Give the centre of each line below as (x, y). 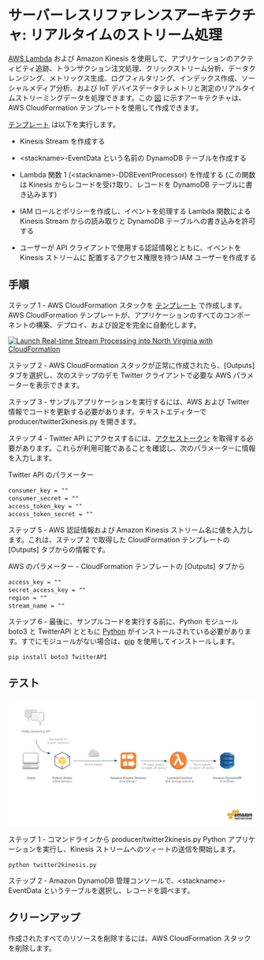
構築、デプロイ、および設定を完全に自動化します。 (118, 325)
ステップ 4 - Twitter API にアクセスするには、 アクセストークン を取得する (127, 438)
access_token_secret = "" (50, 514)
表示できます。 (59, 385)
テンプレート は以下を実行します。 (64, 124)
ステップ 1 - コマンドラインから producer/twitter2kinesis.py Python (117, 839)
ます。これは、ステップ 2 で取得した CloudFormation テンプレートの (119, 539)
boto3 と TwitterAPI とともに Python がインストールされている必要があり (126, 631)
